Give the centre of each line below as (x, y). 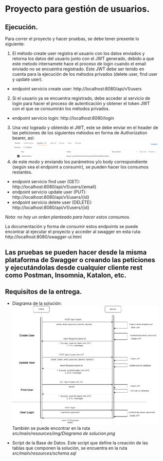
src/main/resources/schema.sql (44, 453)
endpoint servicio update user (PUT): (49, 192)
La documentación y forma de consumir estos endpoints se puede (72, 227)
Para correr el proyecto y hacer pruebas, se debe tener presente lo (72, 39)
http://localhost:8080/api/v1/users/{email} (54, 187)
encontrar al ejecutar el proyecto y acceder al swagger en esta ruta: (73, 232)
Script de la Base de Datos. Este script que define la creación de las (80, 442)
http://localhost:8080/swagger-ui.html (43, 237)
